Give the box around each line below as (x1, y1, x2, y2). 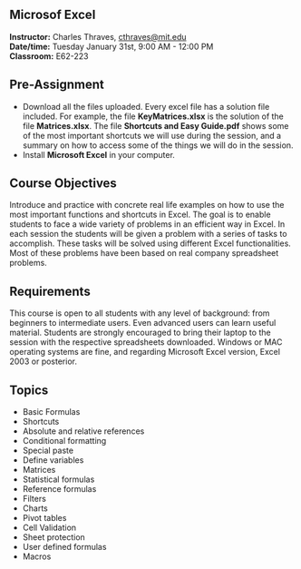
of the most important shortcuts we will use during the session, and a (22, 130, 282, 141)
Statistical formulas (22, 474, 95, 485)
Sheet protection (22, 532, 86, 543)
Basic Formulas (22, 407, 81, 417)
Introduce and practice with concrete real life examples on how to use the (9, 200, 285, 211)
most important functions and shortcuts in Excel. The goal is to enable (9, 209, 271, 221)
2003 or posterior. (9, 356, 77, 367)
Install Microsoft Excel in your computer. (22, 149, 175, 160)
